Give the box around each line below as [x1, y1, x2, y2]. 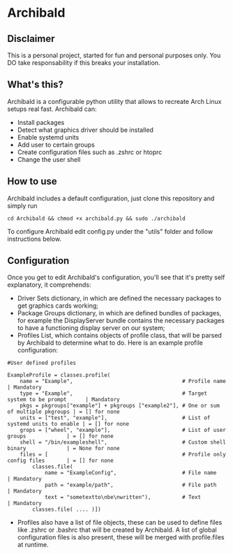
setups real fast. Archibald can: [7, 105, 97, 113]
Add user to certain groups [17, 140, 96, 149]
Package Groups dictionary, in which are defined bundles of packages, [17, 309, 222, 317]
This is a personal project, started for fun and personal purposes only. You [7, 51, 221, 59]
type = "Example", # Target [20, 390, 208, 397]
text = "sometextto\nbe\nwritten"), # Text [44, 494, 201, 501]
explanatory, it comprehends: [7, 280, 92, 289]
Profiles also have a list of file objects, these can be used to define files [17, 518, 223, 527]
